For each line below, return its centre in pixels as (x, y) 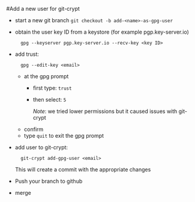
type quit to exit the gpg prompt (64, 136)
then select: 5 (49, 99)
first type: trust (52, 88)
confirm (34, 129)
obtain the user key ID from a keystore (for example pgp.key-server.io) (102, 32)
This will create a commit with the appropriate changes (83, 170)
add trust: (27, 54)
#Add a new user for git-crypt (43, 9)
